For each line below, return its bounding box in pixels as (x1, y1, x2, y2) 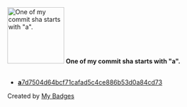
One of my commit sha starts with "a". (65, 57, 181, 65)
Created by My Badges (7, 92, 74, 100)
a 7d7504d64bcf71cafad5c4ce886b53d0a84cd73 (17, 78, 163, 87)
